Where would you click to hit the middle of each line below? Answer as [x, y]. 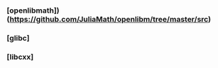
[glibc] [18, 38]
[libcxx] [20, 57]
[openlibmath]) [33, 11]
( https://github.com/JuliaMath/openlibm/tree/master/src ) [109, 19]
